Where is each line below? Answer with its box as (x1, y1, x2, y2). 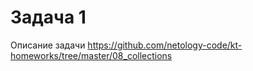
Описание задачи (10, 39, 86, 51)
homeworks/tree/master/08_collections (10, 49, 173, 61)
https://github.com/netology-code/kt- (87, 39, 243, 51)
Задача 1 (10, 6, 87, 29)
